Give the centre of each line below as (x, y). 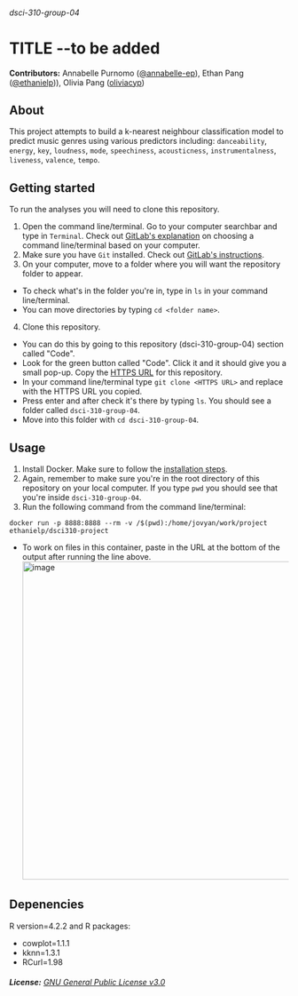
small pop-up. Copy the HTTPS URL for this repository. (122, 372)
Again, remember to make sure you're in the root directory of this (141, 478)
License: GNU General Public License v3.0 (87, 983)
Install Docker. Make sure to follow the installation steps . (125, 469)
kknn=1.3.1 (41, 952)
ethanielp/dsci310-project (59, 530)
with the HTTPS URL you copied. (82, 392)
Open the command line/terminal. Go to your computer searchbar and (149, 227)
